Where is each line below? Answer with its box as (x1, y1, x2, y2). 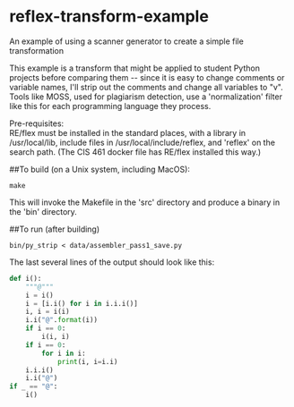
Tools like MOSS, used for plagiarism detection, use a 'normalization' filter (9, 91, 282, 102)
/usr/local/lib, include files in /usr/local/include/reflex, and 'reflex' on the (9, 137, 276, 148)
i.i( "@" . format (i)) (25, 316, 99, 325)
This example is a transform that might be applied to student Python (9, 63, 260, 73)
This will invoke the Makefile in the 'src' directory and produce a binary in (9, 197, 281, 208)
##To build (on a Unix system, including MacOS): (9, 164, 191, 174)
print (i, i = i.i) (56, 357, 118, 366)
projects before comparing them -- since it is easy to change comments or (9, 72, 285, 82)
